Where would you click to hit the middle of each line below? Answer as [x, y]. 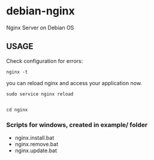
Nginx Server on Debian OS [40, 28]
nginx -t [17, 72]
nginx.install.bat [34, 138]
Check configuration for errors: [45, 61]
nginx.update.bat [36, 150]
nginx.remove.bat [37, 144]
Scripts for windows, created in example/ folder [77, 125]
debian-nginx [40, 11]
